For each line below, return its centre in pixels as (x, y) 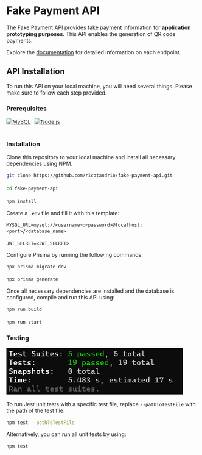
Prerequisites (26, 109)
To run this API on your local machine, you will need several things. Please (99, 86)
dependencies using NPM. (40, 164)
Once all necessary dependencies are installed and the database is (90, 291)
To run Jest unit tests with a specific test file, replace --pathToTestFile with (101, 404)
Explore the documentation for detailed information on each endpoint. (94, 52)
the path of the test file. (36, 411)
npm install (21, 201)
